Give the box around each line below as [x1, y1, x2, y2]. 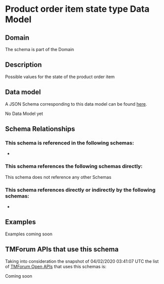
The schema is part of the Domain [5, 47, 74, 52]
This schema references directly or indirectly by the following [5, 186, 156, 193]
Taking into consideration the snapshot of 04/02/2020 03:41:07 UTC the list [5, 258, 159, 264]
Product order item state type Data [5, 3, 150, 15]
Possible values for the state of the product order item [5, 74, 115, 80]
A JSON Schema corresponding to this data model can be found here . [5, 101, 147, 107]
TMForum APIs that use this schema [5, 245, 119, 254]
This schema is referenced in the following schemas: [5, 139, 134, 146]
